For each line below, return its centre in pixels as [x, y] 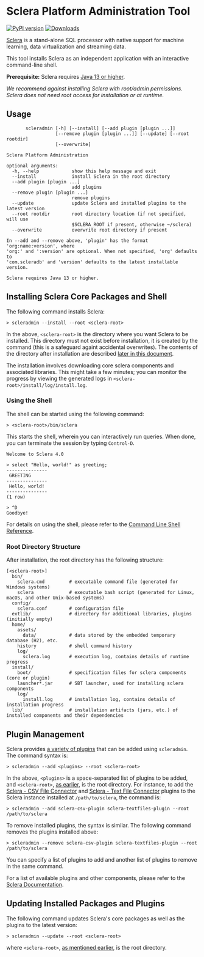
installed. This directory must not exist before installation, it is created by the [102, 340]
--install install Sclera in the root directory [91, 176]
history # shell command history [75, 646]
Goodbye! [17, 513]
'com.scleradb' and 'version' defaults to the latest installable [92, 262]
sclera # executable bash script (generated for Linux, [106, 593]
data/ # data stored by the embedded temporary [99, 636]
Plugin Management [45, 734]
